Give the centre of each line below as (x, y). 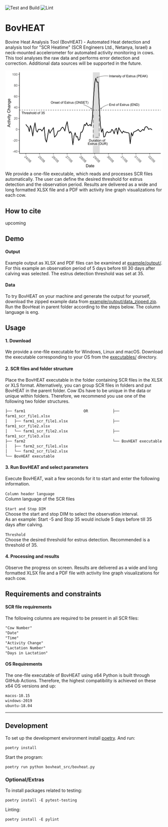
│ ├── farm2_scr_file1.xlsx (37, 446)
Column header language (30, 494)
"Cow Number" (19, 628)
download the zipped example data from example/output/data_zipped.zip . (81, 301)
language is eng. (22, 312)
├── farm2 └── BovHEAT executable (84, 441)
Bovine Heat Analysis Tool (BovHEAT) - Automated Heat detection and (78, 42)
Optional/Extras (25, 779)
